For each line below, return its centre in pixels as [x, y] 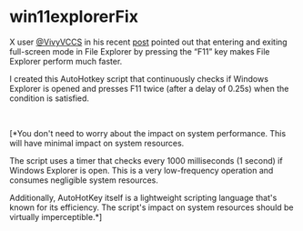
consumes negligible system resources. [84, 180]
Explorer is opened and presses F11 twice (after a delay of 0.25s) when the [149, 88]
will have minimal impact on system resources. [97, 143]
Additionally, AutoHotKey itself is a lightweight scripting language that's [143, 197]
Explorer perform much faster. [66, 61]
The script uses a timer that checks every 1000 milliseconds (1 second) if [146, 160]
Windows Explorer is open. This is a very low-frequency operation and [141, 170]
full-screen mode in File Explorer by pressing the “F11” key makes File [140, 51]
